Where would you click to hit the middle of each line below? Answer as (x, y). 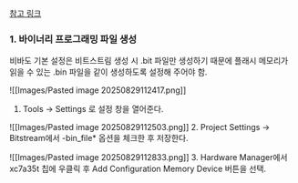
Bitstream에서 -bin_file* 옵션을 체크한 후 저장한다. (99, 138)
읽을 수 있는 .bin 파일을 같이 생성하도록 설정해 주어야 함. (108, 72)
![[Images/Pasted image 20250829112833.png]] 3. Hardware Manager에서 (149, 158)
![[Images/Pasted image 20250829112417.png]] (98, 90)
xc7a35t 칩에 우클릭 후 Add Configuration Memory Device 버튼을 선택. (138, 169)
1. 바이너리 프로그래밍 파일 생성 (73, 39)
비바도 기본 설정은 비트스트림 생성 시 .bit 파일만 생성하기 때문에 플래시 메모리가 (149, 61)
